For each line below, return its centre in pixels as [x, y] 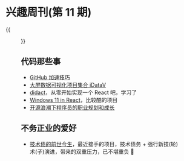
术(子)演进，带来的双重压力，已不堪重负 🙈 [82, 151]
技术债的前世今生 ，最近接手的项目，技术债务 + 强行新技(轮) [104, 144]
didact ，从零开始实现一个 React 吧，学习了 [83, 92]
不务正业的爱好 [49, 128]
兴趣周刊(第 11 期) [49, 12]
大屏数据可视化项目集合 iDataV [68, 84]
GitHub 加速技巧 [50, 77]
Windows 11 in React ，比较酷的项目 [74, 99]
